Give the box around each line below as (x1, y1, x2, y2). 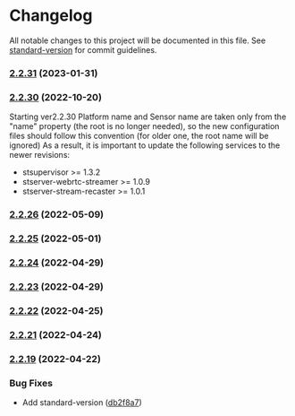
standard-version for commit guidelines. (9, 44, 157, 55)
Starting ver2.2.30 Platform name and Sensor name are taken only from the (9, 111, 287, 122)
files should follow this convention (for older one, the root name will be (9, 131, 269, 142)
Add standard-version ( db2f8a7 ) (21, 396, 142, 408)
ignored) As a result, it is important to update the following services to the (9, 140, 281, 151)
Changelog (9, 5, 93, 26)
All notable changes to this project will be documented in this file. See (9, 35, 266, 46)
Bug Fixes (9, 377, 54, 389)
